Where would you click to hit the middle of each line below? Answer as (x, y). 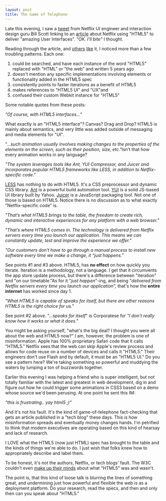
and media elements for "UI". (35, 134)
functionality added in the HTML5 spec (52, 79)
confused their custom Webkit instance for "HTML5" (66, 95)
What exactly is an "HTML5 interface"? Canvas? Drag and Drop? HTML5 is (81, 124)
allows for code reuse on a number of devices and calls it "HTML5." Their (80, 351)
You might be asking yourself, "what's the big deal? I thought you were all (80, 331)
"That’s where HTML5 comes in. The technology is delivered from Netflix (80, 230)
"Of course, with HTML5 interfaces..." (44, 114)
